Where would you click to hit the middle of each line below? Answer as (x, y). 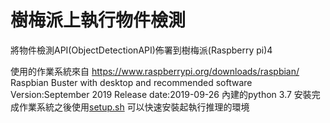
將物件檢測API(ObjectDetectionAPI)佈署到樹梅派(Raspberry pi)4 (141, 50)
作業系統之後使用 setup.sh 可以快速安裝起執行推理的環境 (134, 107)
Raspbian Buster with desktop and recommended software (131, 82)
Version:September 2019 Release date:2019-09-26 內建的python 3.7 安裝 (161, 94)
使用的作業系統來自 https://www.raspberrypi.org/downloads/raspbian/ (155, 71)
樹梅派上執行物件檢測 (98, 20)
